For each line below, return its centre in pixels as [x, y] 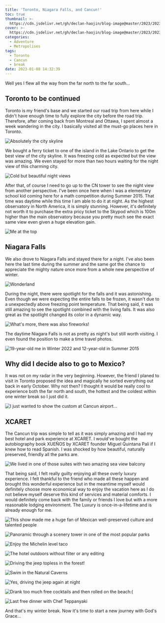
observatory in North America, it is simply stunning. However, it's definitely [81, 206]
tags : [11, 51]
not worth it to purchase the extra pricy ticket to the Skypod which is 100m [80, 211]
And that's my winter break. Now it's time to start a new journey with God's [81, 611]
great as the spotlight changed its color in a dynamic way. [63, 314]
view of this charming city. [32, 166]
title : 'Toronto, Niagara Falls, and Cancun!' [54, 10]
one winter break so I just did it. [37, 396]
